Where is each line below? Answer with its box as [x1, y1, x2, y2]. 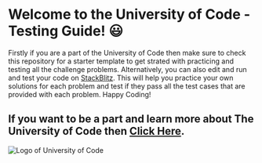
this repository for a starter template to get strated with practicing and [8, 56, 234, 66]
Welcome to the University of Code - [8, 5, 251, 24]
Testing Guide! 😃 [8, 22, 124, 40]
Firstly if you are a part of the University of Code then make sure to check [8, 48, 246, 57]
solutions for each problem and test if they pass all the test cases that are [8, 81, 246, 91]
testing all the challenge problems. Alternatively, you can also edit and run [8, 64, 247, 74]
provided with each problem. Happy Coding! [8, 89, 151, 99]
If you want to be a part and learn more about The [8, 112, 254, 126]
